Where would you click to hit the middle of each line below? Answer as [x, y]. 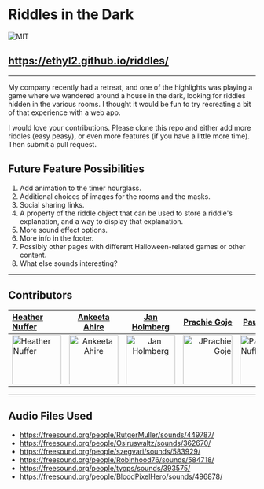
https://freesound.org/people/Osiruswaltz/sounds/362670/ [115, 443]
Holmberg [151, 327]
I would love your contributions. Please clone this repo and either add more [130, 127]
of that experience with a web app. [64, 112]
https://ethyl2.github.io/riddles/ [88, 61]
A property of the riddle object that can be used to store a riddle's [126, 213]
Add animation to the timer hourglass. [80, 188]
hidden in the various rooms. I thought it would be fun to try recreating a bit [130, 104]
